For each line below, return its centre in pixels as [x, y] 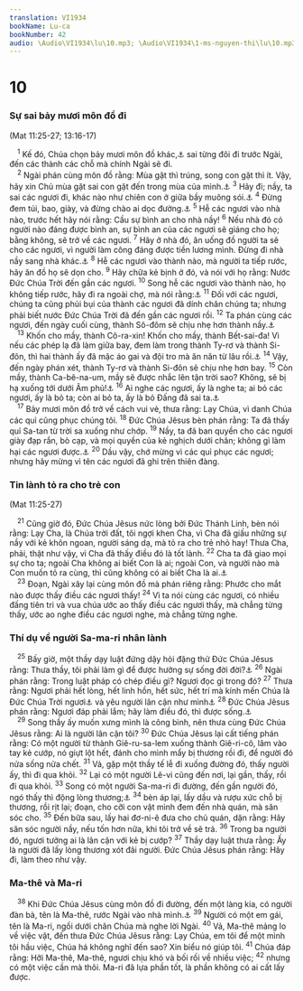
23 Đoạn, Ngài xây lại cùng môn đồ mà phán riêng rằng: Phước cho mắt [149, 584]
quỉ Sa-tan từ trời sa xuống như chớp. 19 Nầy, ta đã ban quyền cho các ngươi [151, 430]
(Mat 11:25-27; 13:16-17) [53, 136]
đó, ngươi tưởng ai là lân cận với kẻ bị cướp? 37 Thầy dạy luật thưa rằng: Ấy [148, 839]
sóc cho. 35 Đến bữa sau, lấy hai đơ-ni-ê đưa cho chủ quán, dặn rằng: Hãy [147, 817]
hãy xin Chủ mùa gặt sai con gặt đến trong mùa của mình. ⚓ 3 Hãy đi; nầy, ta [151, 186]
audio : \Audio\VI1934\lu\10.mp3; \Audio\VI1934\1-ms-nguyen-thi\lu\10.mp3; [155, 43]
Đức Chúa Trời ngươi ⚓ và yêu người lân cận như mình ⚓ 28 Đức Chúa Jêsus [150, 701]
